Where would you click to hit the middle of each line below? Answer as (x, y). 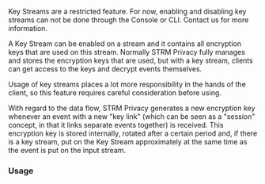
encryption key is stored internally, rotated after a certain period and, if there (133, 133)
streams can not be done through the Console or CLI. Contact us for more (129, 20)
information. (28, 28)
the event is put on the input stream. (67, 150)
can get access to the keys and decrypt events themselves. (105, 69)
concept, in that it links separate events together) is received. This (116, 125)
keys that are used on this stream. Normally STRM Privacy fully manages (127, 52)
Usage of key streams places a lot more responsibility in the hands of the (127, 84)
